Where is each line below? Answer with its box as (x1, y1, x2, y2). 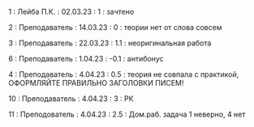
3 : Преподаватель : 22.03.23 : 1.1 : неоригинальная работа (8, 38, 212, 48)
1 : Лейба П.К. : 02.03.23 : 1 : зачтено (8, 7, 135, 16)
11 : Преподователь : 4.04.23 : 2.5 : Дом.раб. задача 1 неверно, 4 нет (8, 109, 246, 119)
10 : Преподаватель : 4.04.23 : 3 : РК (8, 94, 134, 104)
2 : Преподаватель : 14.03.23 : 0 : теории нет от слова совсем (8, 23, 222, 32)
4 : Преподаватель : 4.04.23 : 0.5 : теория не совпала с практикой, (8, 70, 239, 79)
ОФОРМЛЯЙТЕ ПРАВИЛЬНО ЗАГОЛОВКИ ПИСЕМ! (8, 78, 184, 87)
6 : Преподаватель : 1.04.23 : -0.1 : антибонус (8, 54, 164, 63)
